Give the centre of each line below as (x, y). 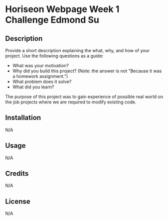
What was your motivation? (41, 66)
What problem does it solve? (42, 82)
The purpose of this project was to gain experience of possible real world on (84, 97)
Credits (17, 174)
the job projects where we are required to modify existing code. (71, 102)
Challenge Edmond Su (52, 20)
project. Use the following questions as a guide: (54, 56)
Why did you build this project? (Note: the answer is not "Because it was (87, 71)
